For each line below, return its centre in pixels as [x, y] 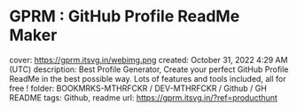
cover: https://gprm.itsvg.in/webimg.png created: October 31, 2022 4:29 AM [148, 60]
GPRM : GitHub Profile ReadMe [125, 16]
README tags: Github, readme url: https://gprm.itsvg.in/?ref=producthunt [143, 97]
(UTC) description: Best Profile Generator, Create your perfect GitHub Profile [149, 69]
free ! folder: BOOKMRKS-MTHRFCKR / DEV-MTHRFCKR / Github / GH [138, 88]
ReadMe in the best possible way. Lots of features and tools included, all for [148, 78]
